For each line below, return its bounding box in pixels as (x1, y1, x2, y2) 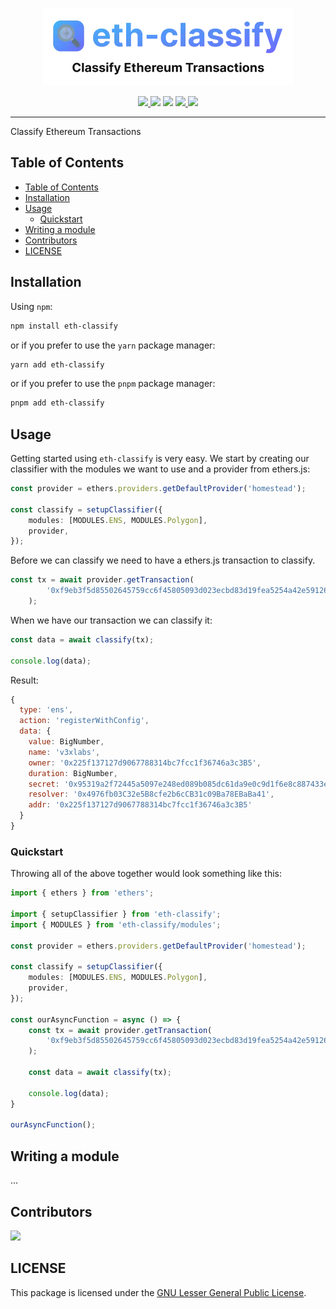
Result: (10, 674, 39, 686)
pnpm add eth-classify (10, 398, 105, 408)
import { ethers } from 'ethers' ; (10, 888, 155, 898)
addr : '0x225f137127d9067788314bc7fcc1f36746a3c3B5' (28, 800, 253, 810)
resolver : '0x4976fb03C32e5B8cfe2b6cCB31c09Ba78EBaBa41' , (28, 789, 275, 800)
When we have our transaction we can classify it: (10, 614, 213, 626)
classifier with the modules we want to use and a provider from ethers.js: (10, 463, 311, 475)
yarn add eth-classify (10, 359, 105, 370)
